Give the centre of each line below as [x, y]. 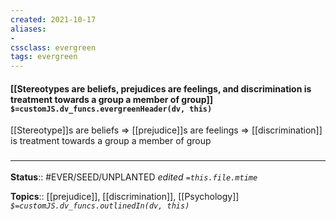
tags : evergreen [44, 57]
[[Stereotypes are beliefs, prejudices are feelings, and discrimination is [161, 88]
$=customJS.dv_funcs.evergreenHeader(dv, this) [111, 109]
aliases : [28, 29]
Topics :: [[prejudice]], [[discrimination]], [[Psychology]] [125, 196]
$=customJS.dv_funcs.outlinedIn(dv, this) [100, 206]
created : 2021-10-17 [53, 19]
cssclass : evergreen [53, 47]
